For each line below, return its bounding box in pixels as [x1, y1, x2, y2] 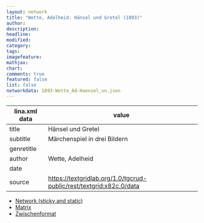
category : [6, 43, 32, 49]
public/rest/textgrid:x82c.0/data [47, 181, 140, 190]
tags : [6, 48, 20, 55]
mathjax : [6, 59, 29, 65]
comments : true [6, 71, 45, 77]
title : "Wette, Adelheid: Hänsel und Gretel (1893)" [6, 15, 143, 21]
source [9, 178, 29, 186]
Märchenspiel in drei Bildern [47, 135, 128, 143]
